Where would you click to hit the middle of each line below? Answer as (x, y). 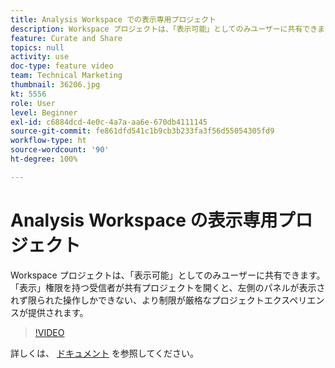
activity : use (40, 57)
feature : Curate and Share (66, 38)
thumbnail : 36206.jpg (55, 85)
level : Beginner (44, 112)
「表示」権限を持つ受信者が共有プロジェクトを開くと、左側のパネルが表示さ (168, 287)
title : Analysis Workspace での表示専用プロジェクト (113, 19)
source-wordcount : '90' (60, 150)
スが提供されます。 (49, 312)
